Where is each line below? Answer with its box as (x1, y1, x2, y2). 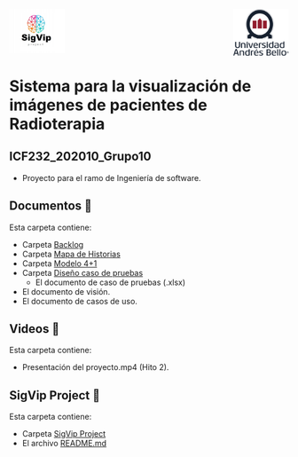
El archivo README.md (21, 438, 107, 449)
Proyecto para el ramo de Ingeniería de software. (21, 172, 201, 183)
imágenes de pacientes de (9, 95, 208, 115)
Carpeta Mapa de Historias (21, 248, 122, 259)
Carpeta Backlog (21, 239, 84, 249)
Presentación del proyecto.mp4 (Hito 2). (21, 362, 169, 373)
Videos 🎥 (9, 321, 60, 336)
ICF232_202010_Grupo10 (9, 149, 152, 164)
